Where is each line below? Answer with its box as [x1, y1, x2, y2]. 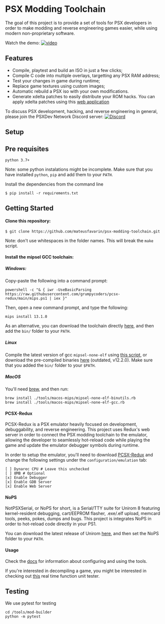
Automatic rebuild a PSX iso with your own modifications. [12, 88, 129, 94]
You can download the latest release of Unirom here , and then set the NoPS [5, 531, 159, 537]
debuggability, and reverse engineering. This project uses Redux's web [5, 427, 150, 432]
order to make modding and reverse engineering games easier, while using [5, 25, 158, 31]
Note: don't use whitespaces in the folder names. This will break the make [5, 237, 154, 243]
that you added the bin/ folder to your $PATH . [5, 362, 96, 368]
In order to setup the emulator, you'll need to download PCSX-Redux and [5, 452, 153, 458]
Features [5, 54, 33, 63]
